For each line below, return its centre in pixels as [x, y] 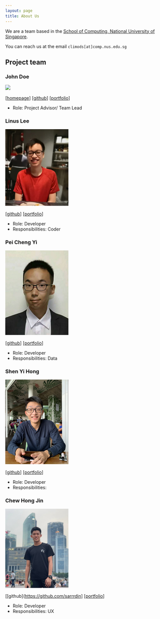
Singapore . [17, 36]
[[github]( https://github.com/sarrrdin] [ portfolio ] [55, 596]
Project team [26, 62]
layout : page [19, 11]
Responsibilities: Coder [37, 229]
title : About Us [22, 16]
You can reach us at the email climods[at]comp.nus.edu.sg [66, 46]
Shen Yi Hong [22, 371]
